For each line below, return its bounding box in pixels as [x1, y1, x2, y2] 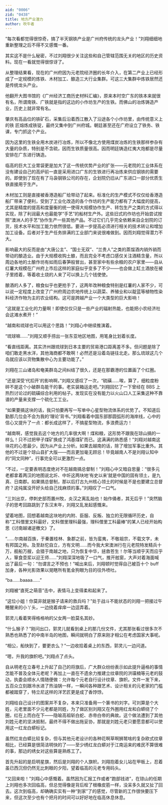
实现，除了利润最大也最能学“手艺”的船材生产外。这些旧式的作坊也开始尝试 [5, 211, 158, 217]
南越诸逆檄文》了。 [18, 525, 58, 531]
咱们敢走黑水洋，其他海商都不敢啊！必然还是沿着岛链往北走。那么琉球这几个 [5, 350, 163, 356]
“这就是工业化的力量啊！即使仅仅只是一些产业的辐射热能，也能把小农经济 [5, 306, 156, 312]
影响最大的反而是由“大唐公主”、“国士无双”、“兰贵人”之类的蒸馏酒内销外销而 [5, 246, 161, 252]
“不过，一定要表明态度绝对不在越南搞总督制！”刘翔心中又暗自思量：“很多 [5, 466, 156, 472]
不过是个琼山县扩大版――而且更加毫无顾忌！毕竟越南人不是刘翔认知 [13, 449, 154, 455]
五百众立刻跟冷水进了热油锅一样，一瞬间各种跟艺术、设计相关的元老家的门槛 [5, 683, 163, 689]
